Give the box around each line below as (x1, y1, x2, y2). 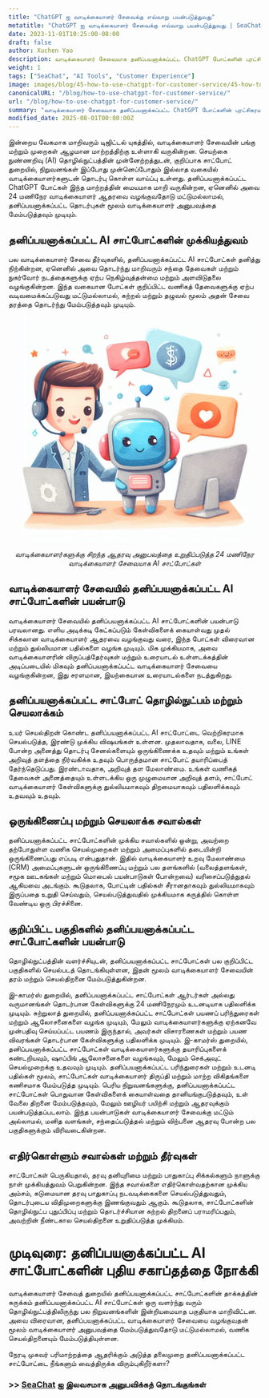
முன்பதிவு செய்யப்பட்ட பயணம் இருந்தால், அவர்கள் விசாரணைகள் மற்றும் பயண (8, 1026, 247, 1036)
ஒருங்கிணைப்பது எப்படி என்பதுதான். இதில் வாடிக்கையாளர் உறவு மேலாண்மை (8, 853, 246, 863)
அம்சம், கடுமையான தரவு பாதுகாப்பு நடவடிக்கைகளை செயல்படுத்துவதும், (8, 1188, 227, 1198)
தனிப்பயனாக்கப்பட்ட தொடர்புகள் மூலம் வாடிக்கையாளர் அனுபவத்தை (8, 200, 216, 210)
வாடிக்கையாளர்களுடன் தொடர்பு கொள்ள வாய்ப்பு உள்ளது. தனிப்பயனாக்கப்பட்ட (8, 173, 247, 183)
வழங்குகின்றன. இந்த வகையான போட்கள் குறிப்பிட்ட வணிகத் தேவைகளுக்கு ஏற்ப (8, 281, 254, 291)
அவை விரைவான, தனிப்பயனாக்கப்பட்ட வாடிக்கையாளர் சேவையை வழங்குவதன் (8, 1315, 249, 1325)
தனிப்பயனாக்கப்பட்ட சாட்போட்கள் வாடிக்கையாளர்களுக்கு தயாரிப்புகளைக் (8, 1044, 227, 1054)
